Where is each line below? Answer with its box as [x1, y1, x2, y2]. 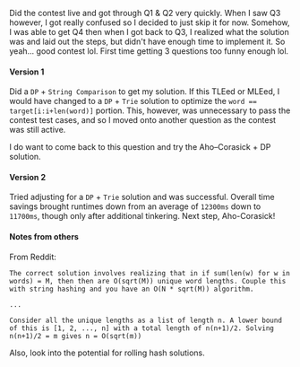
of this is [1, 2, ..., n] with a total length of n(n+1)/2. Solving [9, 323, 275, 333]
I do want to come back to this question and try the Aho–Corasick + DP [9, 142, 271, 153]
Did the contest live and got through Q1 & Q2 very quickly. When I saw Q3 [9, 8, 281, 18]
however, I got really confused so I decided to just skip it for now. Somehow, [9, 17, 290, 28]
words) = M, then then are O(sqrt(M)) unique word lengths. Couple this [9, 276, 287, 285]
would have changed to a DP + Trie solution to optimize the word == [9, 96, 257, 107]
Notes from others [9, 232, 79, 241]
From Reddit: [9, 251, 56, 262]
